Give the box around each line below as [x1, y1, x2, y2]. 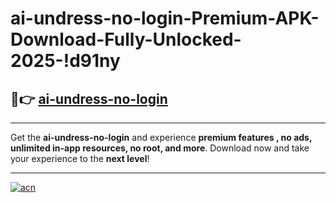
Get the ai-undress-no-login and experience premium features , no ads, [10, 132, 313, 143]
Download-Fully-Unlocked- [10, 28, 242, 51]
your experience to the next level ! [10, 153, 150, 164]
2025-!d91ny [10, 50, 121, 72]
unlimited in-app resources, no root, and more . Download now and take [10, 142, 310, 154]
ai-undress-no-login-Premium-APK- [10, 7, 320, 30]
